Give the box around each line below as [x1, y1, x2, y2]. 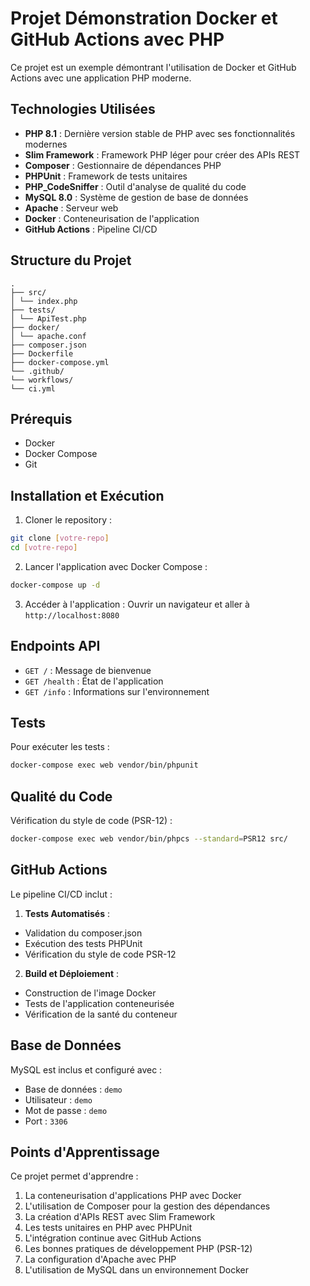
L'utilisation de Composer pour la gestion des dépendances [24, 1200, 271, 1212]
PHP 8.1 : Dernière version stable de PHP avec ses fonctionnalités [24, 127, 296, 139]
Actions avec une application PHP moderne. [10, 72, 192, 84]
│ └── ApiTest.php [10, 313, 87, 324]
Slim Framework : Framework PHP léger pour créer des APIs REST [24, 148, 301, 161]
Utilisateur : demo [24, 1093, 93, 1106]
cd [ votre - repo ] [10, 543, 78, 553]
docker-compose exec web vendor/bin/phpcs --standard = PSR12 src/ [10, 834, 288, 844]
